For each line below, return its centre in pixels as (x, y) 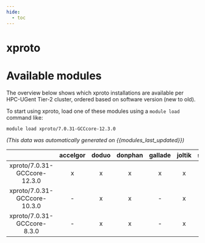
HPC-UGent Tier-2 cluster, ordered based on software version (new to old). (101, 99)
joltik (184, 155)
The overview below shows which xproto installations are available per (95, 93)
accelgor (72, 155)
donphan (130, 155)
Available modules (54, 75)
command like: (25, 117)
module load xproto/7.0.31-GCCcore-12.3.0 (61, 129)
